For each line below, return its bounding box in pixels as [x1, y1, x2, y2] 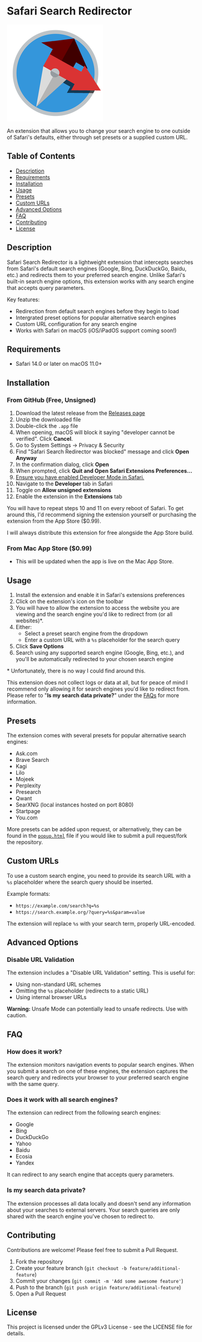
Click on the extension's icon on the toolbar [15, 598, 124, 605]
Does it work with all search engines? [7, 1096, 118, 1104]
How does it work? [7, 1047, 63, 1056]
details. [7, 1330, 25, 1337]
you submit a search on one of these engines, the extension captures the [7, 1067, 188, 1075]
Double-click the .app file [15, 423, 79, 430]
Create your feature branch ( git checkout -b [15, 1264, 127, 1271]
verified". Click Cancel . [15, 435, 73, 443]
